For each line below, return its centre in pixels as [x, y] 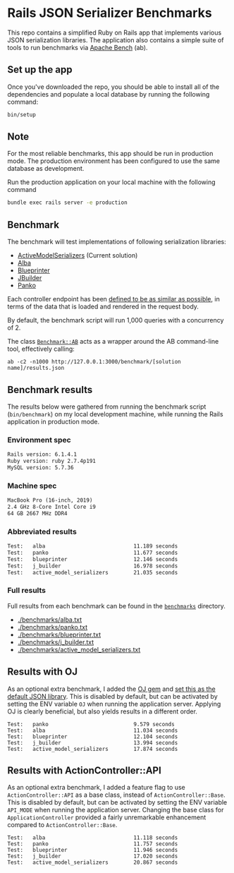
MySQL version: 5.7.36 [41, 467]
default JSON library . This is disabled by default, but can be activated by [113, 696]
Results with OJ [42, 672]
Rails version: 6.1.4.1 [42, 454]
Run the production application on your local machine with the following [111, 182]
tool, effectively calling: [41, 349]
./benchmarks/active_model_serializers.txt [79, 649]
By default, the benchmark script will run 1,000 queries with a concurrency [116, 320]
